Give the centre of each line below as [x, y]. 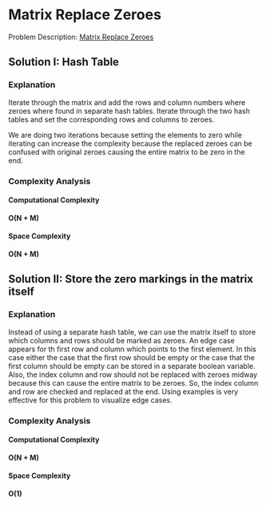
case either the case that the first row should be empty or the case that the [132, 357]
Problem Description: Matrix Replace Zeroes [81, 37]
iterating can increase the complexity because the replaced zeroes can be [131, 143]
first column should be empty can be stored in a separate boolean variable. [132, 366]
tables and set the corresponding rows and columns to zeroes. [111, 119]
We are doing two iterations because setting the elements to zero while [125, 134]
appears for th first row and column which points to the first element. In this [133, 349]
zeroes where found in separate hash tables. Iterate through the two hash [129, 110]
